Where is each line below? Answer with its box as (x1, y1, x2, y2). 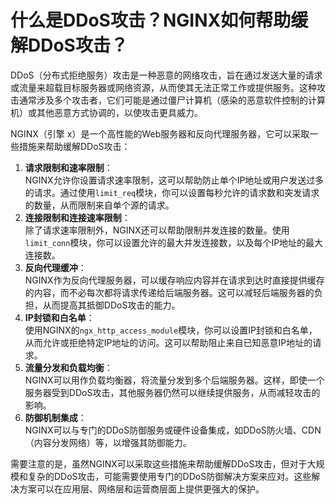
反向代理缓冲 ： (24, 261, 87, 273)
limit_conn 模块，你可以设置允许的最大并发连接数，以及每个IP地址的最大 (24, 236, 324, 248)
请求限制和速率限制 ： (24, 161, 113, 173)
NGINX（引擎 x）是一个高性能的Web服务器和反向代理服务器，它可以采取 (10, 127, 310, 140)
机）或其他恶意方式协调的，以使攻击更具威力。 (10, 106, 203, 118)
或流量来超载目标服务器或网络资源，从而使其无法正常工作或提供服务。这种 (10, 81, 317, 93)
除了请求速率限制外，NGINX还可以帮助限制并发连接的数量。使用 (24, 224, 290, 236)
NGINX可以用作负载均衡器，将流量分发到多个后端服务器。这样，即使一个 (24, 374, 325, 386)
